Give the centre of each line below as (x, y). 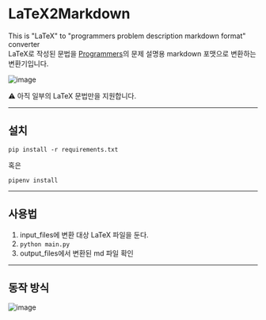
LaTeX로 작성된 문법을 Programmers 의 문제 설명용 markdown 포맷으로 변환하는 (132, 53)
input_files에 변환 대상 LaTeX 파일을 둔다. (84, 234)
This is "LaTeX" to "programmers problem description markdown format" (127, 36)
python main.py (45, 244)
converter (24, 44)
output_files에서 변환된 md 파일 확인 (76, 253)
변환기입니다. (28, 64)
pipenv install (33, 180)
